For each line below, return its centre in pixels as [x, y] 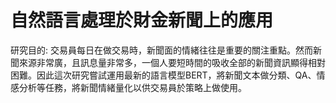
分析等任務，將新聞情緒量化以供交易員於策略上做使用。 [132, 87]
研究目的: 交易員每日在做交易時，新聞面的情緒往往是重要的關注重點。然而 [161, 50]
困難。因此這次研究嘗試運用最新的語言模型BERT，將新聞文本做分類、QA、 [163, 75]
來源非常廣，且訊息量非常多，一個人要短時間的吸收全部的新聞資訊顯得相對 [172, 62]
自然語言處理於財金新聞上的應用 [142, 20]
